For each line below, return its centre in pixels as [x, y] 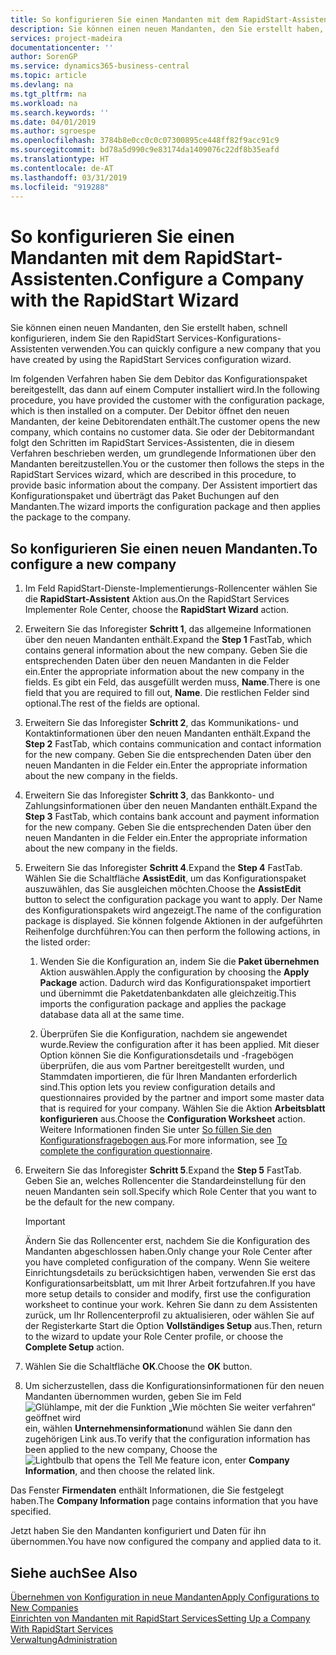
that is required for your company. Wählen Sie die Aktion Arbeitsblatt [182, 1108]
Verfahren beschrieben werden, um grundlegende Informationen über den [163, 453]
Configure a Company [211, 278]
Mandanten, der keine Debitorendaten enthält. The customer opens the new [165, 422]
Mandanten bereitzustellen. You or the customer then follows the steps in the [167, 464]
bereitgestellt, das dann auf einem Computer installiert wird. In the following [165, 390]
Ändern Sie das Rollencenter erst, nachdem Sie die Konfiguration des [167, 1241]
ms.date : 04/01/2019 [53, 122]
